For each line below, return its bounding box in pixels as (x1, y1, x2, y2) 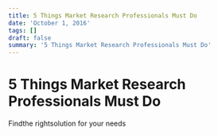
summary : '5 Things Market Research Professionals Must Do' (8, 41, 212, 49)
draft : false (8, 33, 52, 42)
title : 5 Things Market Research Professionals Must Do (8, 11, 197, 20)
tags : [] (8, 26, 37, 34)
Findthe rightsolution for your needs (8, 119, 127, 128)
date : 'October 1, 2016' (8, 19, 91, 27)
